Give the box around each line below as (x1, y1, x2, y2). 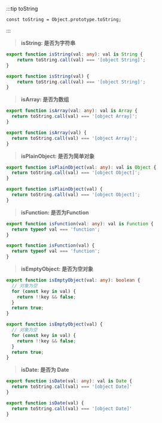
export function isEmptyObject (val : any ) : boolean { (6, 277, 140, 283)
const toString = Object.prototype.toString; (6, 17, 121, 23)
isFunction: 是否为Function (20, 209, 89, 216)
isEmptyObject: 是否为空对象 (20, 265, 94, 272)
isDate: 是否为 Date (20, 366, 69, 373)
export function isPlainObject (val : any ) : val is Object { (6, 164, 157, 170)
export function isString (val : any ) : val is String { (6, 51, 143, 57)
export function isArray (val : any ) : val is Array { (6, 108, 137, 114)
